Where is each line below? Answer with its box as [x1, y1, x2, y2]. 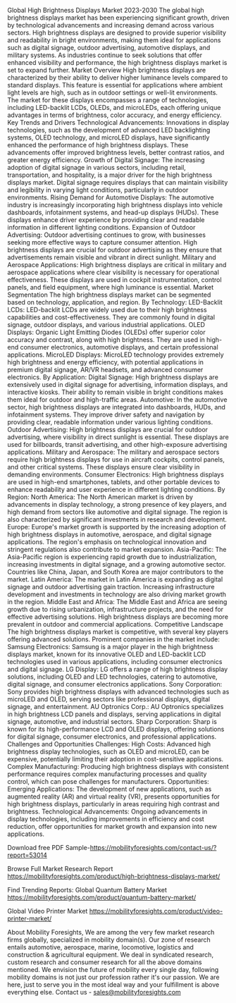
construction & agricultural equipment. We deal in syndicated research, [7, 951, 213, 959]
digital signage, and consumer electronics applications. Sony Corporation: [7, 680, 223, 688]
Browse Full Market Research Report [7, 865, 113, 873]
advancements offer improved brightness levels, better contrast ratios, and [7, 148, 225, 156]
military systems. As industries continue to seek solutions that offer [7, 51, 203, 59]
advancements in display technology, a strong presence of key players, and [7, 500, 227, 508]
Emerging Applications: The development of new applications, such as [7, 785, 212, 793]
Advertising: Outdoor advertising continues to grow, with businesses [7, 230, 206, 239]
